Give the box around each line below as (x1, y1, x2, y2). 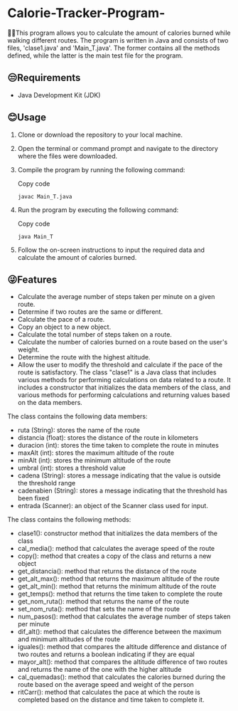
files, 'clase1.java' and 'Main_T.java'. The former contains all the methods (7, 43, 220, 52)
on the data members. (17, 399, 83, 407)
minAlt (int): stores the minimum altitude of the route (17, 456, 171, 465)
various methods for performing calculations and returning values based (17, 391, 230, 399)
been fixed (17, 494, 50, 502)
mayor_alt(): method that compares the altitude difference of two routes (17, 658, 228, 666)
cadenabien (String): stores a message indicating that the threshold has (17, 486, 227, 495)
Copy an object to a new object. (17, 322, 112, 332)
